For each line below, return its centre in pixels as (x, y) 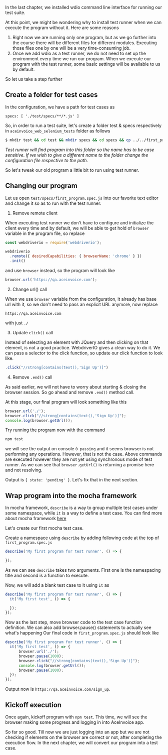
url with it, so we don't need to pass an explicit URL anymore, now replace (81, 304)
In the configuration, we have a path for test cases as (60, 107)
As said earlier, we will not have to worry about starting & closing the (76, 387)
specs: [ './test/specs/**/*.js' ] (42, 116)
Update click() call (33, 332)
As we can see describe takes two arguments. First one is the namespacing (83, 570)
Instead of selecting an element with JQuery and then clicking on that (77, 342)
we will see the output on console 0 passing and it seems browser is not (79, 449)
